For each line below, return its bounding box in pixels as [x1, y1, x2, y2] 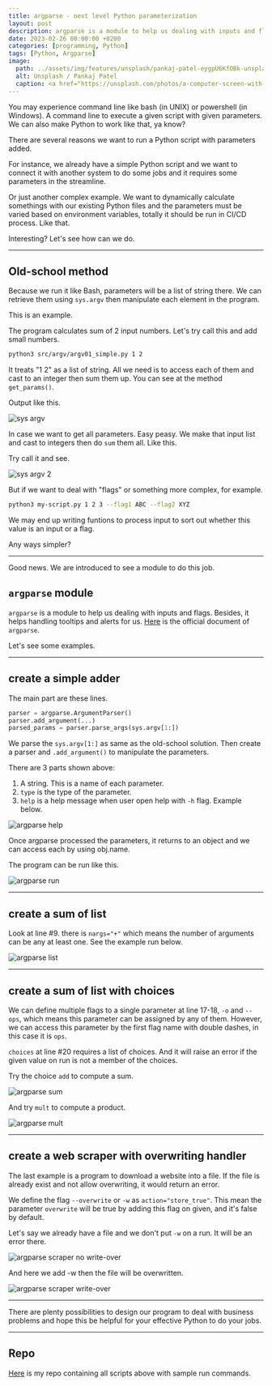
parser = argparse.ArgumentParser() [8, 709, 132, 717]
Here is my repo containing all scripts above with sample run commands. [8, 1368, 251, 1378]
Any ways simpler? [8, 539, 71, 549]
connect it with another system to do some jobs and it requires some [8, 168, 237, 177]
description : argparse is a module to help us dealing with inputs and [8, 27, 255, 35]
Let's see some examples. [8, 641, 96, 650]
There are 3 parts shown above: [8, 763, 115, 773]
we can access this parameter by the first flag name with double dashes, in [8, 1022, 259, 1032]
